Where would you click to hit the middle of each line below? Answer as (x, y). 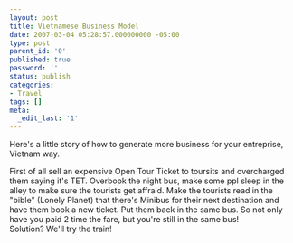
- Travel (26, 93)
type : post (30, 43)
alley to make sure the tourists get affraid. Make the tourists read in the (141, 191)
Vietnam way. (35, 154)
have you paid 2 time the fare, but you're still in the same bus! (124, 220)
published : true (40, 60)
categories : (32, 85)
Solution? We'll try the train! (61, 229)
